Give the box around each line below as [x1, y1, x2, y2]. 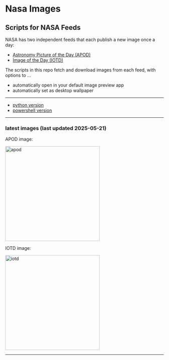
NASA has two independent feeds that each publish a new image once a [5, 36, 155, 42]
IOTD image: [5, 245, 31, 251]
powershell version [12, 107, 52, 113]
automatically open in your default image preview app [12, 82, 124, 88]
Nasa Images [5, 3, 61, 15]
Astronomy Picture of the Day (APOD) [12, 52, 91, 58]
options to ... [5, 72, 31, 78]
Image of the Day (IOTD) [12, 57, 63, 63]
